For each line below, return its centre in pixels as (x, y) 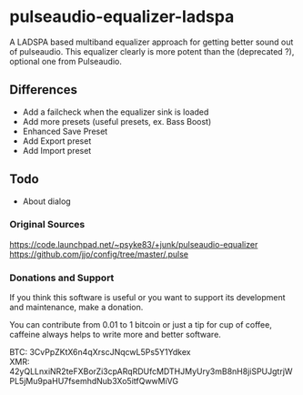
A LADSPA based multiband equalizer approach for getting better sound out (151, 42)
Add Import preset (57, 150)
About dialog (46, 201)
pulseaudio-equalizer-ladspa (122, 17)
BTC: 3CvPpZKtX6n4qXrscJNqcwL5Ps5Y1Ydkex (100, 352)
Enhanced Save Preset (65, 131)
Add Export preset (57, 141)
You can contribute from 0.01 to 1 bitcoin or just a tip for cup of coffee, (141, 325)
